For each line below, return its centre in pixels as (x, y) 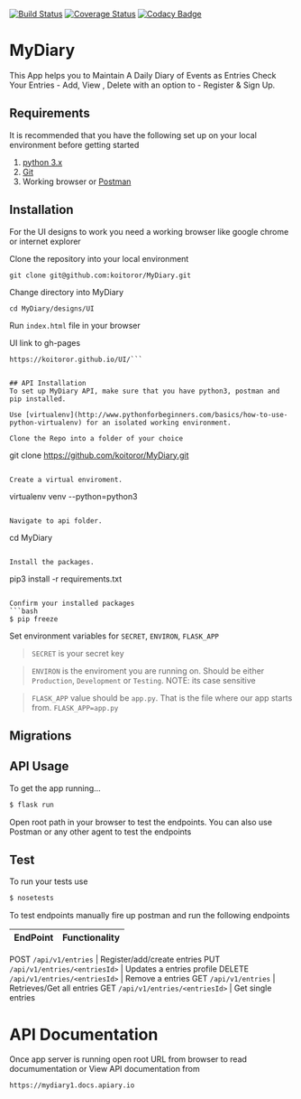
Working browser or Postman (77, 182)
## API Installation (48, 383)
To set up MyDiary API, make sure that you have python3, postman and (145, 391)
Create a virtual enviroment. (66, 480)
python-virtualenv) (46, 423)
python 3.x (42, 162)
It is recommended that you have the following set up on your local (133, 135)
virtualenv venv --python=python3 (73, 496)
